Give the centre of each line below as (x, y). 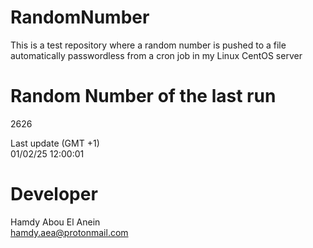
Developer (54, 194)
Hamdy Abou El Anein (55, 222)
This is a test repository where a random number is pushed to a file (148, 45)
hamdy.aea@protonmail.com (69, 232)
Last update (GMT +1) (55, 143)
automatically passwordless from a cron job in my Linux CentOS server (156, 55)
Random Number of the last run (143, 96)
